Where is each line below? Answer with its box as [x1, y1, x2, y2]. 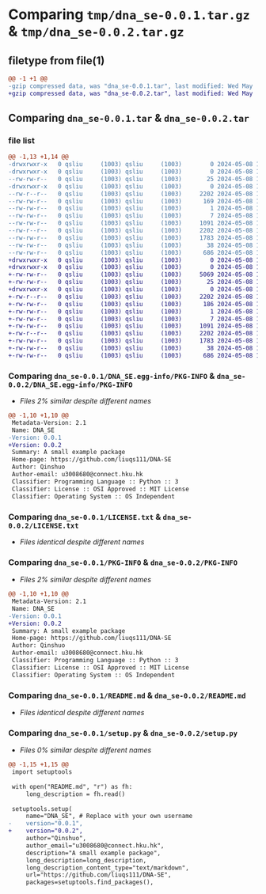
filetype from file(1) [8, 54, 105, 67]
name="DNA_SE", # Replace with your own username [25, 813, 193, 820]
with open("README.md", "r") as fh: [11, 782, 133, 790]
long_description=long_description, [25, 856, 147, 864]
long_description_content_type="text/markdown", [25, 864, 190, 872]
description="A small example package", [25, 849, 161, 857]
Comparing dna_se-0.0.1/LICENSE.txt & [8, 511, 161, 522]
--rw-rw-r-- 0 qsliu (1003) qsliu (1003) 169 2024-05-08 [8, 197, 253, 205]
